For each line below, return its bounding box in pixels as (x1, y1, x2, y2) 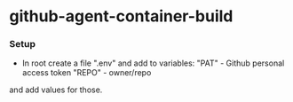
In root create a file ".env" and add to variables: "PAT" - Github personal (21, 58, 285, 68)
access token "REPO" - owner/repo (21, 67, 152, 78)
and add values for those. (9, 84, 103, 95)
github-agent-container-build (9, 6, 234, 27)
